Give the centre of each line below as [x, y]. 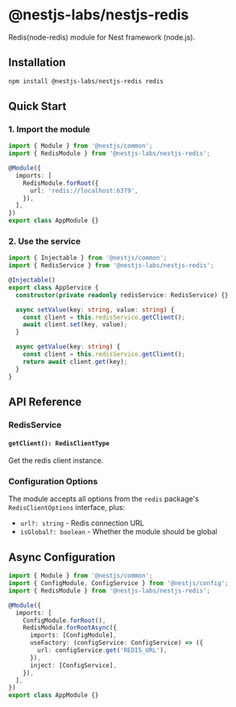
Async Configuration [62, 557]
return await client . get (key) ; [75, 362]
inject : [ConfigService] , [73, 665]
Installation [37, 63]
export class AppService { [54, 287]
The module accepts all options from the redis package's [104, 499]
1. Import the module [50, 129]
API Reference [45, 402]
